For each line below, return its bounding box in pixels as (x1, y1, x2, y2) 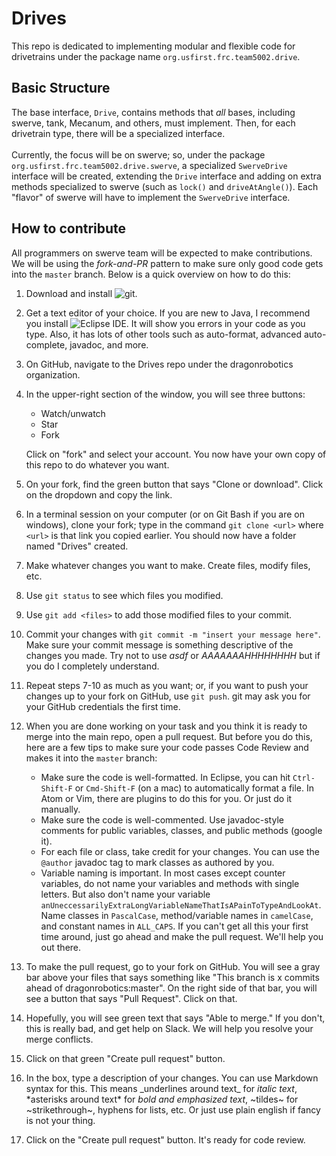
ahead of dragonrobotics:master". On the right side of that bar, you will (25, 982, 318, 994)
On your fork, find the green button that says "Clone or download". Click (25, 478, 324, 490)
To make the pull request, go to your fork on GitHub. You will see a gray (25, 960, 321, 972)
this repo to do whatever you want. (25, 458, 170, 471)
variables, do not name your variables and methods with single (40, 877, 300, 889)
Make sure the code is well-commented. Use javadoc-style (40, 813, 284, 826)
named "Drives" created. (25, 540, 129, 552)
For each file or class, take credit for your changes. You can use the (40, 845, 321, 857)
